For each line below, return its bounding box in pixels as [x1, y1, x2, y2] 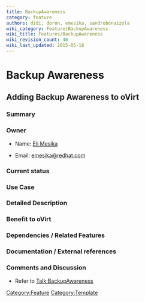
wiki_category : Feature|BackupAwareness [6, 25, 109, 32]
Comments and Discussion [6, 263, 86, 272]
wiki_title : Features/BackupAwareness [6, 31, 103, 37]
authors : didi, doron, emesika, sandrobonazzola [6, 20, 130, 26]
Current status [6, 167, 50, 175]
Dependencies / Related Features [6, 231, 105, 239]
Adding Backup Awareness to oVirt [6, 92, 140, 102]
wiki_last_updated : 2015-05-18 [6, 43, 84, 49]
